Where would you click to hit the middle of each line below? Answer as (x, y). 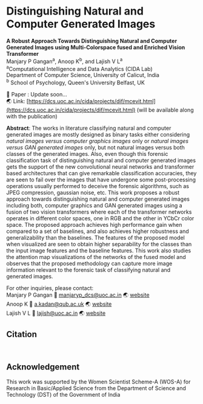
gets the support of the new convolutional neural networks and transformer (100, 167)
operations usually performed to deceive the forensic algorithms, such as (98, 186)
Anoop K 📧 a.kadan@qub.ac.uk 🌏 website (59, 304)
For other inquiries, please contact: (50, 288)
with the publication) (32, 116)
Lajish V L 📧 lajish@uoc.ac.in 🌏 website (56, 313)
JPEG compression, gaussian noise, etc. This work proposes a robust (93, 192)
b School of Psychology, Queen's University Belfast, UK (76, 82)
